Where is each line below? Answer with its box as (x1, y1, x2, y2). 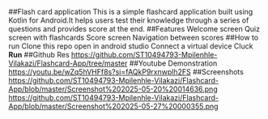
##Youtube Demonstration (129, 58, 218, 68)
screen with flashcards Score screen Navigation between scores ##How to (8, 32, 259, 42)
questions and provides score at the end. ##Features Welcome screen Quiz (8, 24, 261, 33)
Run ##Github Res (8, 50, 70, 59)
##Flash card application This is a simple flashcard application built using (8, 7, 253, 16)
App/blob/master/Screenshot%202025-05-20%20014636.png (8, 84, 218, 94)
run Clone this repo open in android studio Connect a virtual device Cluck (8, 41, 253, 51)
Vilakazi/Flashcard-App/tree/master (8, 58, 128, 68)
